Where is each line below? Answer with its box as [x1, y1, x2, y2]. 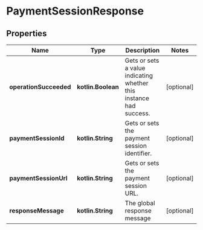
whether [124, 79, 149, 87]
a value [124, 64, 146, 72]
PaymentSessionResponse [6, 4, 144, 18]
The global [124, 199, 155, 207]
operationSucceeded [9, 83, 71, 91]
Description [125, 46, 160, 54]
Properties [6, 28, 47, 39]
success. [124, 109, 150, 117]
